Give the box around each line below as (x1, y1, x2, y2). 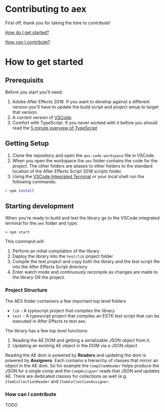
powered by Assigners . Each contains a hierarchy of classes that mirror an (5, 357, 159, 363)
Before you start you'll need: (5, 89, 63, 95)
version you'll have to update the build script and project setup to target (12, 104, 159, 110)
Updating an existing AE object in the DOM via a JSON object (12, 342, 138, 348)
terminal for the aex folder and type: (5, 220, 78, 226)
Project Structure (5, 287, 48, 294)
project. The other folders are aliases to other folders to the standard (12, 163, 153, 169)
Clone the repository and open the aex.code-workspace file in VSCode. (12, 152, 155, 158)
